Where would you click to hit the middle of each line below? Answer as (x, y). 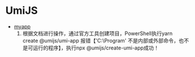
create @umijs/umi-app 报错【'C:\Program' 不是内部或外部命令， (100, 40)
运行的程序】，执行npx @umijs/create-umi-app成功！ (96, 48)
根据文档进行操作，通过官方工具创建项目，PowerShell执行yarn (97, 33)
